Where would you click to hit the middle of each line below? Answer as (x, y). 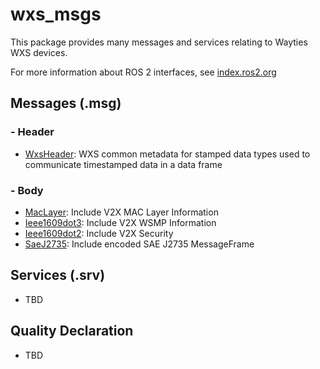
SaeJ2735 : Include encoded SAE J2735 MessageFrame (139, 244)
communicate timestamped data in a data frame (123, 164)
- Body (27, 190)
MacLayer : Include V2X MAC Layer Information (121, 212)
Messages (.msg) (66, 103)
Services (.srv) (58, 275)
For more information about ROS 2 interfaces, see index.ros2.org (143, 72)
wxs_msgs (56, 14)
